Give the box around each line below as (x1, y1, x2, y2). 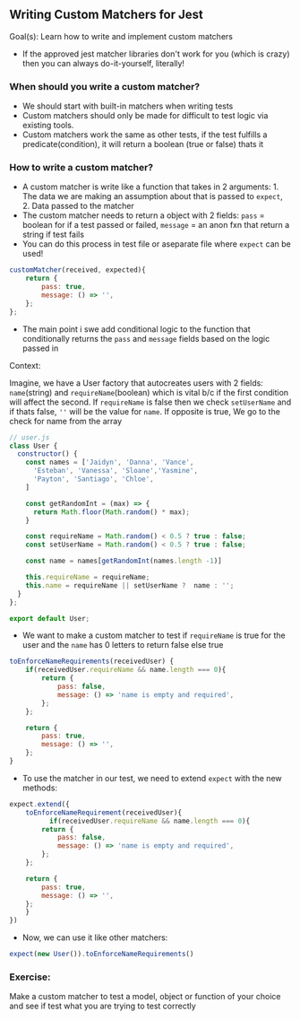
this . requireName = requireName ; (25, 573, 150, 582)
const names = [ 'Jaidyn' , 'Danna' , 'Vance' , (25, 458, 194, 467)
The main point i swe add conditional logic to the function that (21, 323, 251, 335)
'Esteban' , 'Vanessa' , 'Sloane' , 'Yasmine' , (32, 466, 199, 475)
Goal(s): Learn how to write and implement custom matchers (9, 31, 233, 41)
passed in (21, 343, 59, 353)
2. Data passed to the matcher (21, 201, 134, 212)
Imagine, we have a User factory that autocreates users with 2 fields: (9, 377, 264, 388)
